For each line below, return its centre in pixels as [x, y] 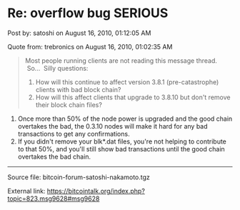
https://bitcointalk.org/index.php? [96, 191]
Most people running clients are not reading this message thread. [121, 60]
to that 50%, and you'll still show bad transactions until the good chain [121, 149]
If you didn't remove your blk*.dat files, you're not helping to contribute [122, 141]
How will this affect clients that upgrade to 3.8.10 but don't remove [133, 97]
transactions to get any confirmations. [74, 134]
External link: [26, 191]
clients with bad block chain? [78, 89]
